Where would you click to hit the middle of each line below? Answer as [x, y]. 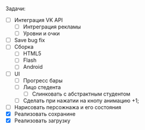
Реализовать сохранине [45, 114]
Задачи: [16, 9]
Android [33, 67]
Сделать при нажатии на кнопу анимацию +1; [81, 100]
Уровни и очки [41, 34]
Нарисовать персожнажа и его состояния [67, 107]
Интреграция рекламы [52, 27]
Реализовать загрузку [42, 121]
